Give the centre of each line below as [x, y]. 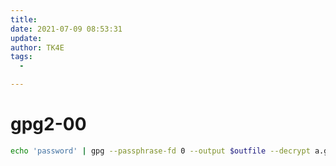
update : [26, 38]
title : [24, 19]
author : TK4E [37, 47]
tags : [21, 57]
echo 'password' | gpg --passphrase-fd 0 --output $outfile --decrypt [160, 151]
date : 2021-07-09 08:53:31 [66, 29]
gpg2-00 [48, 124]
